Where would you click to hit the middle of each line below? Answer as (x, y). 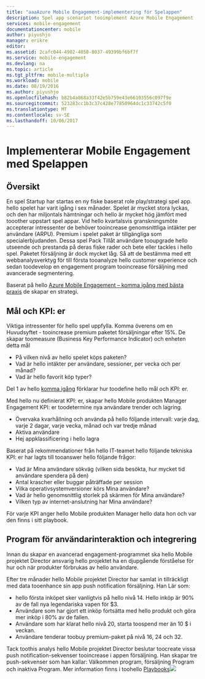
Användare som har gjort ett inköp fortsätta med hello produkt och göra (106, 610)
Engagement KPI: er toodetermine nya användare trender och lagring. (94, 407)
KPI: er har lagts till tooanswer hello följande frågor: (71, 457)
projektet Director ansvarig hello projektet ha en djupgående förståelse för (100, 560)
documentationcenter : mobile (44, 29)
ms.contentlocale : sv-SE (38, 115)
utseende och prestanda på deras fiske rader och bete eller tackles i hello (99, 247)
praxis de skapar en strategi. (42, 292)
